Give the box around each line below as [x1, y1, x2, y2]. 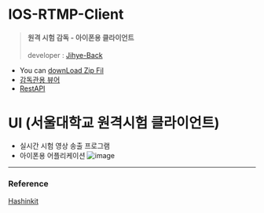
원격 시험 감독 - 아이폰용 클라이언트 [27, 33, 135, 42]
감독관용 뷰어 [19, 75, 60, 85]
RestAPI [19, 84, 46, 93]
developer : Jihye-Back [27, 51, 104, 60]
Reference [8, 179, 49, 190]
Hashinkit [8, 196, 39, 205]
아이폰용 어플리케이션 [19, 151, 86, 161]
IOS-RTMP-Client [8, 5, 124, 23]
